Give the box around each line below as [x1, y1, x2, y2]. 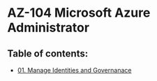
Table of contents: [7, 47, 89, 59]
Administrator [7, 20, 89, 36]
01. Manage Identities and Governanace [17, 66, 132, 74]
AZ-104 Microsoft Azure [7, 5, 151, 21]
